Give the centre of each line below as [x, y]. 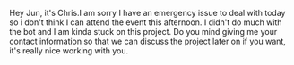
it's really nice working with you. [69, 51]
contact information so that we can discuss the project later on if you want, [148, 41]
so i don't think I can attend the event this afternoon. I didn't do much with [146, 22]
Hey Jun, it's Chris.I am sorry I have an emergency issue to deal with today [147, 13]
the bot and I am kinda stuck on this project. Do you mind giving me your [143, 32]
